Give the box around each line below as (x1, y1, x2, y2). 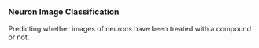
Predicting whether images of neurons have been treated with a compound (8, 24, 252, 34)
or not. (8, 32, 30, 42)
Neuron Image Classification (8, 6, 120, 17)
